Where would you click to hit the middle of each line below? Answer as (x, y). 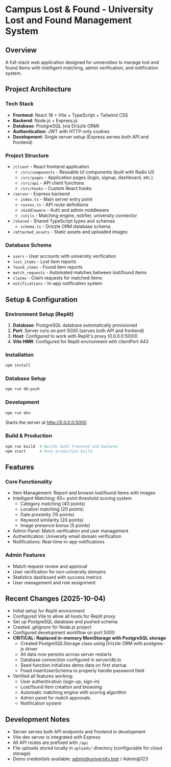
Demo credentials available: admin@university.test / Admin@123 (80, 759)
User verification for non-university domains (59, 572)
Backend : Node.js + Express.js (45, 120)
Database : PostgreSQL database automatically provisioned (75, 325)
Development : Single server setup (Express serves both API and (81, 137)
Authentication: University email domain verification (67, 536)
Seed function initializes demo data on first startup (73, 665)
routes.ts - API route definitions (54, 204)
